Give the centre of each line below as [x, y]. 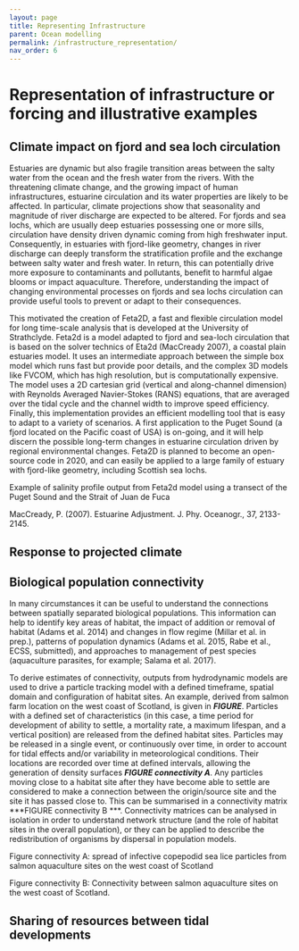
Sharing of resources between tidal [109, 921]
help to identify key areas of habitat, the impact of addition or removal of [142, 622]
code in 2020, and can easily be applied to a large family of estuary [161, 461]
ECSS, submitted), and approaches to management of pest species [133, 651]
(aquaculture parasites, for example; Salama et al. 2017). [113, 661]
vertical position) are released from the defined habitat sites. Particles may [146, 735]
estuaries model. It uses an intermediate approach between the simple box [146, 356]
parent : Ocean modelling [55, 34]
